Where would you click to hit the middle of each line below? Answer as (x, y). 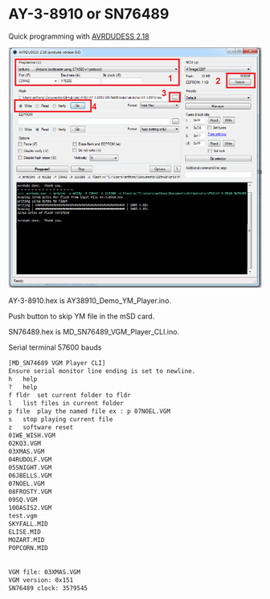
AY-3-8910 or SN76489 (89, 14)
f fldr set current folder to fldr (70, 396)
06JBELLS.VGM (30, 476)
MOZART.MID (27, 540)
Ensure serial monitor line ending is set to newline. (102, 371)
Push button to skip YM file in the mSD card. (82, 316)
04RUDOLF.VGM (30, 460)
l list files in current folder (66, 404)
